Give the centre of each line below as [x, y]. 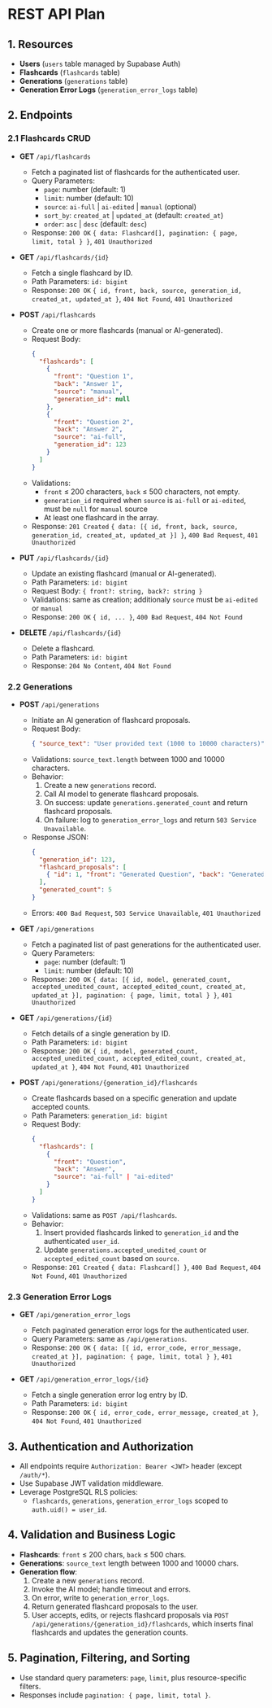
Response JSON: [60, 837]
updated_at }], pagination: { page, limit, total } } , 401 [132, 995]
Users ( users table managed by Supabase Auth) [100, 64]
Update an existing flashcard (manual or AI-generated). [124, 573]
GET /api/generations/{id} [66, 1018]
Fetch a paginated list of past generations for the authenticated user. [146, 944]
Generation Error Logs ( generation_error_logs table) [108, 90]
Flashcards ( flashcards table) [70, 72]
